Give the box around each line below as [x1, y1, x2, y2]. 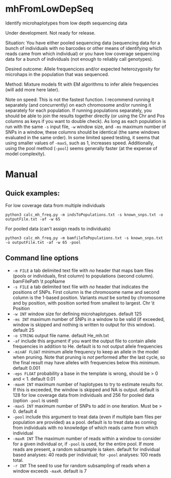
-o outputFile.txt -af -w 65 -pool [5, 240, 81, 245]
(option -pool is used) [12, 397, 59, 404]
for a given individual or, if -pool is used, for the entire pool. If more [12, 441, 154, 447]
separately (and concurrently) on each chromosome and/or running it [5, 102, 152, 108]
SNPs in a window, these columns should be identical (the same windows [5, 129, 160, 135]
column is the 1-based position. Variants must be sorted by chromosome [12, 294, 165, 300]
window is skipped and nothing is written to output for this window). [12, 321, 156, 328]
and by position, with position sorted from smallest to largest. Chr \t [12, 299, 155, 306]
